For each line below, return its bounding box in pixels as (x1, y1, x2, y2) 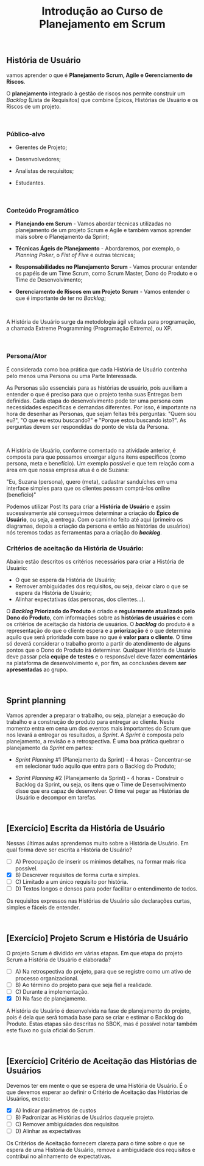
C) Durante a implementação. (15, 988, 90, 995)
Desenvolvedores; (15, 156, 61, 163)
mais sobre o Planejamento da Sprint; (15, 233, 110, 241)
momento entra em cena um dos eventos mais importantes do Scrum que (6, 724, 191, 732)
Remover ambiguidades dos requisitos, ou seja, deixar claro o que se (15, 582, 189, 590)
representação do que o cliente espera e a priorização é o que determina (6, 627, 191, 634)
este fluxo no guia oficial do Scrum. (6, 1026, 96, 1033)
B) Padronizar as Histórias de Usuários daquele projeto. (15, 1113, 155, 1121)
